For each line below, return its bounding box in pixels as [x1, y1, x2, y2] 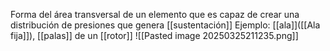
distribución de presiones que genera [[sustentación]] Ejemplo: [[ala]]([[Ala [10, 19, 321, 31]
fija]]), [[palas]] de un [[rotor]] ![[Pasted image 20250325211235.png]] [10, 30, 299, 41]
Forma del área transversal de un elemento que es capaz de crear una [10, 9, 300, 20]
